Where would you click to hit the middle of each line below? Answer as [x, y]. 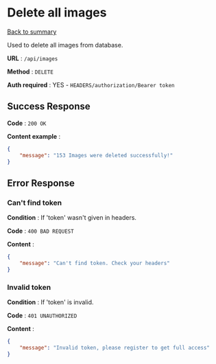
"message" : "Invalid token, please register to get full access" [115, 348]
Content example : [34, 136]
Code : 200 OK [27, 123]
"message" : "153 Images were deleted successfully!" [96, 155]
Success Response [49, 107]
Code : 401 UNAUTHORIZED [42, 315]
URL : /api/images [33, 58]
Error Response [41, 183]
